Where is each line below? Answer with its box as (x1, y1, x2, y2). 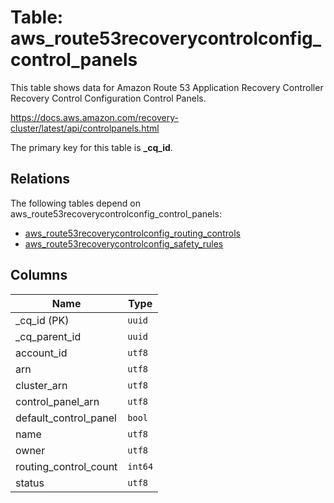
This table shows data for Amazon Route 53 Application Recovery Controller (10, 81, 324, 93)
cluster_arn (15, 378, 68, 392)
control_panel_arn (15, 394, 100, 408)
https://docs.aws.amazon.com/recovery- (10, 111, 179, 123)
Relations (10, 171, 71, 188)
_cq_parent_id (15, 329, 82, 343)
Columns (10, 267, 68, 284)
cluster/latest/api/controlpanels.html (10, 122, 160, 134)
